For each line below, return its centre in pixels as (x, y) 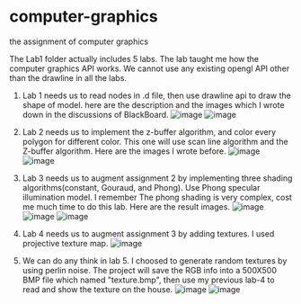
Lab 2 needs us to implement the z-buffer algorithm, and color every (149, 131)
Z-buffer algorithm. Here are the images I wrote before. (124, 151)
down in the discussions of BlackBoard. (95, 114)
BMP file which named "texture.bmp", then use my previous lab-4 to (149, 280)
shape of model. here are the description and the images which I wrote (153, 104)
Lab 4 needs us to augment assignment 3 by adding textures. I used (148, 233)
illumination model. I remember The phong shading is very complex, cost (157, 197)
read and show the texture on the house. (97, 289)
